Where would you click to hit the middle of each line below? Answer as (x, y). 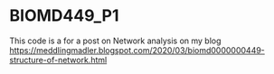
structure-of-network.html (58, 60)
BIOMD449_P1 (64, 16)
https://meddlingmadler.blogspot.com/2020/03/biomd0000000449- (137, 50)
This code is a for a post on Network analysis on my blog (115, 41)
